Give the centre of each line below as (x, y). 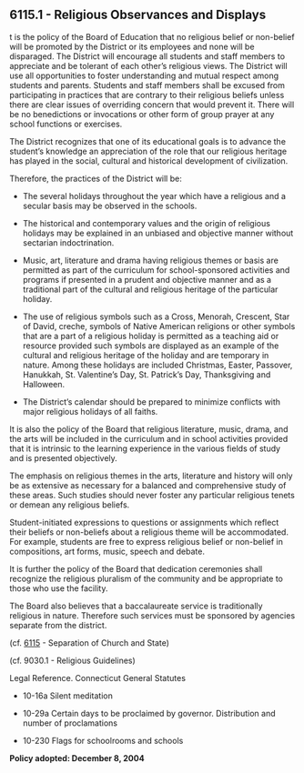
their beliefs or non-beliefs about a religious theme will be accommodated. (149, 532)
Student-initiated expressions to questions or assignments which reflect (144, 522)
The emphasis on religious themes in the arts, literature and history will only (151, 476)
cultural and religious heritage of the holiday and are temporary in (146, 355)
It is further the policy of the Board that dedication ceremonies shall (136, 568)
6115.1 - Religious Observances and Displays (138, 15)
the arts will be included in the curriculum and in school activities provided (149, 438)
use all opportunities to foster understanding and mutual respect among (144, 75)
